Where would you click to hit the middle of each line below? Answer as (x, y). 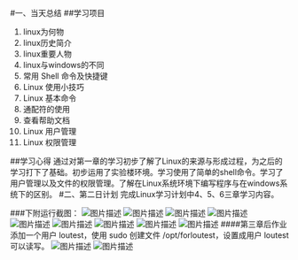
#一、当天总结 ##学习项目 (58, 13)
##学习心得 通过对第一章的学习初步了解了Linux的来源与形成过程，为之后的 (146, 161)
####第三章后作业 (254, 224)
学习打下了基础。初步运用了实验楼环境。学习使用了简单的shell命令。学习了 (147, 172)
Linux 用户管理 (50, 131)
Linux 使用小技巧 (54, 87)
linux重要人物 (47, 54)
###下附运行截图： (45, 213)
